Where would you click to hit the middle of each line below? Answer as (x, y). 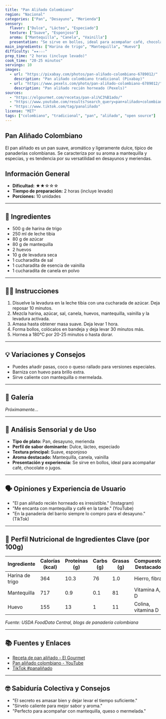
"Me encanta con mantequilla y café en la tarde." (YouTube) (73, 508)
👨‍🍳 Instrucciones (32, 291)
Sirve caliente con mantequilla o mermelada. (57, 377)
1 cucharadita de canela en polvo (46, 271)
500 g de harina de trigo (37, 229)
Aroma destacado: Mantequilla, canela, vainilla (60, 457)
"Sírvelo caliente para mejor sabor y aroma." (57, 706)
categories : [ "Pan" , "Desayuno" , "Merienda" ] (53, 19)
